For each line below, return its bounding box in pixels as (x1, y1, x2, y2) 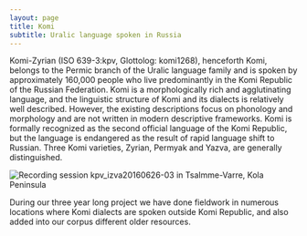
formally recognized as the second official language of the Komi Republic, (9, 123, 288, 134)
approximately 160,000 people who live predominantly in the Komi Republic (9, 75, 293, 86)
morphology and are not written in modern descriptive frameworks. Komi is (9, 113, 292, 124)
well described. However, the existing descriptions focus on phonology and (9, 104, 293, 115)
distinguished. (9, 152, 63, 163)
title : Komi (9, 22, 55, 31)
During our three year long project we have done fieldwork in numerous (9, 197, 279, 208)
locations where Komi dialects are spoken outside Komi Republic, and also (9, 207, 290, 218)
